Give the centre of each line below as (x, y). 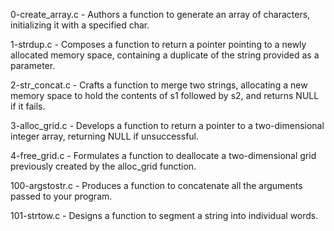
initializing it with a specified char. (80, 25)
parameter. (33, 65)
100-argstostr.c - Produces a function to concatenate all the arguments (156, 185)
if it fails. (28, 106)
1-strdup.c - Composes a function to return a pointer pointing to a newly (158, 44)
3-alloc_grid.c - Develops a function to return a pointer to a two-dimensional (167, 125)
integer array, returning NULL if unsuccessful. (105, 136)
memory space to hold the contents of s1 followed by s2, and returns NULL (165, 95)
